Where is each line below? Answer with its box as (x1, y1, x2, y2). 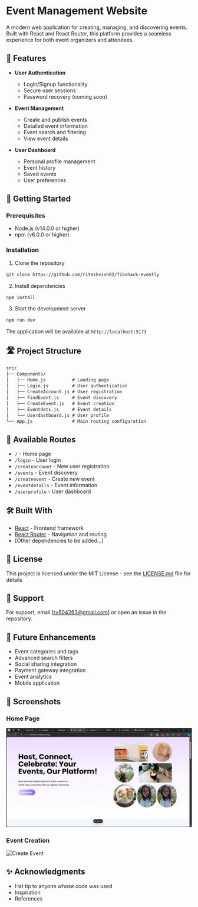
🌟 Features (6, 53, 47, 63)
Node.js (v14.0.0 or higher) (14, 225, 80, 232)
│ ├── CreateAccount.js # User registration (6, 389, 123, 395)
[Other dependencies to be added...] (14, 537, 104, 544)
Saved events (23, 170, 57, 177)
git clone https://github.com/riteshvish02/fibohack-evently (6, 271, 160, 277)
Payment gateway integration (14, 667, 86, 674)
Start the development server (14, 305, 87, 312)
